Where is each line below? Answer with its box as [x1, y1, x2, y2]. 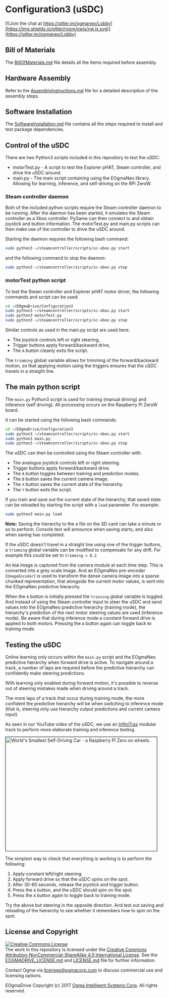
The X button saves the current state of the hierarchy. [12, 481, 124, 487]
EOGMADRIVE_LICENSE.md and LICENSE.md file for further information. [5, 957, 156, 963]
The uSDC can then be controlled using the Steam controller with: [5, 450, 142, 456]
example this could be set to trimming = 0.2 [5, 552, 97, 558]
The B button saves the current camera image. [12, 476, 109, 482]
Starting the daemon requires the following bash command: [5, 236, 129, 242]
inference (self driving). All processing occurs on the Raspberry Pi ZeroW [5, 402, 158, 408]
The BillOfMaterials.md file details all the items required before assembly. [5, 59, 157, 65]
